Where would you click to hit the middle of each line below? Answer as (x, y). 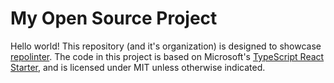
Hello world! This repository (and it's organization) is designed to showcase (166, 46)
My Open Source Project (114, 18)
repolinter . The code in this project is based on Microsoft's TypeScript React (167, 56)
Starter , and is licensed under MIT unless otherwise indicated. (138, 67)
